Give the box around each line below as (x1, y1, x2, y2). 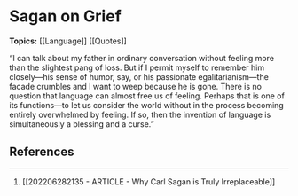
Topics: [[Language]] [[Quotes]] (9, 35, 127, 46)
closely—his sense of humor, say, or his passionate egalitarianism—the (9, 71, 269, 82)
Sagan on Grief (9, 6, 122, 27)
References (9, 145, 74, 160)
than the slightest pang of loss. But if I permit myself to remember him (9, 62, 264, 73)
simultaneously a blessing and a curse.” (9, 118, 155, 129)
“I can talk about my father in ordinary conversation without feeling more (9, 52, 275, 63)
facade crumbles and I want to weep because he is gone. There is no (9, 81, 262, 91)
